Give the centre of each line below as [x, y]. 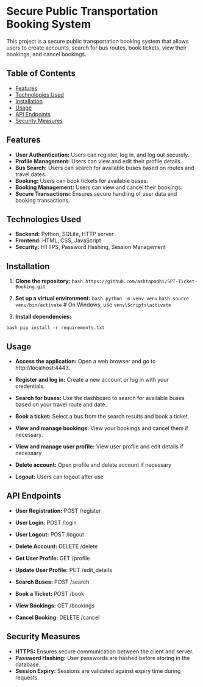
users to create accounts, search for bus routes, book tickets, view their [97, 48]
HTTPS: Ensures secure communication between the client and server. [104, 651]
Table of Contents [41, 74]
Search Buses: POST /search [52, 582]
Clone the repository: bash [49, 281]
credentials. [30, 386]
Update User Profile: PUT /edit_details [64, 570]
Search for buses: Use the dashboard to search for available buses [100, 398]
